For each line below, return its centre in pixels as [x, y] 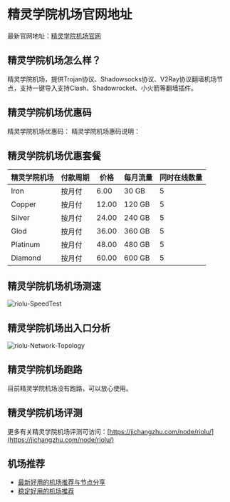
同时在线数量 [181, 178]
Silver [21, 218]
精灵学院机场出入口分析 [59, 328]
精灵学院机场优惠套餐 [54, 155]
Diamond [26, 258]
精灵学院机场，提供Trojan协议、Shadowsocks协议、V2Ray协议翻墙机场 [112, 79]
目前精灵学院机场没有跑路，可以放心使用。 [70, 388]
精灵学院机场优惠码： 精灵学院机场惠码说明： [74, 131]
